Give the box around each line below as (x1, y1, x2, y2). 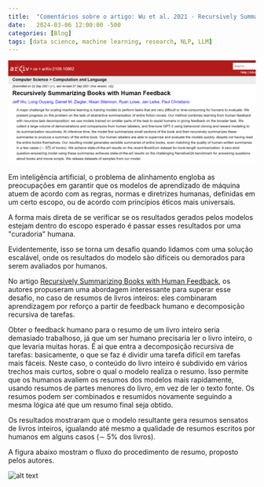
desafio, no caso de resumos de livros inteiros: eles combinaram (8, 293, 218, 302)
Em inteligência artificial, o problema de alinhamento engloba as (8, 172, 215, 181)
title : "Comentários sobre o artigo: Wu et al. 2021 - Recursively (8, 13, 237, 20)
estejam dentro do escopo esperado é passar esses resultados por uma (8, 221, 241, 230)
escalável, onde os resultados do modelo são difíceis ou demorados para (8, 252, 246, 262)
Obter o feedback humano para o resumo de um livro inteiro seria (8, 324, 220, 334)
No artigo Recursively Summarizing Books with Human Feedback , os (8, 276, 231, 286)
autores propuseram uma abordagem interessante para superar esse (8, 284, 232, 294)
